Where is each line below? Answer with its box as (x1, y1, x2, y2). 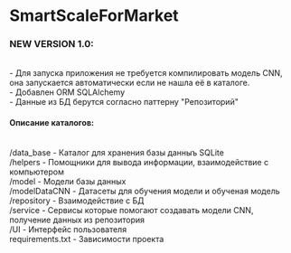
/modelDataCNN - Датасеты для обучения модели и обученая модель (9, 185, 280, 196)
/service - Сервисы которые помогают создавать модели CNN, (9, 204, 254, 215)
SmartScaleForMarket (9, 5, 179, 26)
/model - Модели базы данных (9, 175, 127, 186)
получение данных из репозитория (9, 214, 145, 225)
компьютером (9, 166, 65, 177)
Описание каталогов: (9, 117, 95, 128)
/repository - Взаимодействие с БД (9, 195, 145, 206)
